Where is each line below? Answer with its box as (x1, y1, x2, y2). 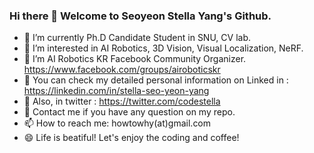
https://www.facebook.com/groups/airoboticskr (23, 64, 221, 76)
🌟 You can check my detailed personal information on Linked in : (23, 74, 289, 86)
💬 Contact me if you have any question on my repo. (23, 106, 236, 118)
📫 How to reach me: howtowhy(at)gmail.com (23, 117, 212, 129)
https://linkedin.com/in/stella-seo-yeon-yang (23, 85, 210, 97)
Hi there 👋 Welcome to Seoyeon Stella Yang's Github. (9, 9, 272, 23)
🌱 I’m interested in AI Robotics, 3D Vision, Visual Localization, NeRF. (23, 42, 304, 54)
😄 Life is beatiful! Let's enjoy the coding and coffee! (23, 132, 240, 144)
